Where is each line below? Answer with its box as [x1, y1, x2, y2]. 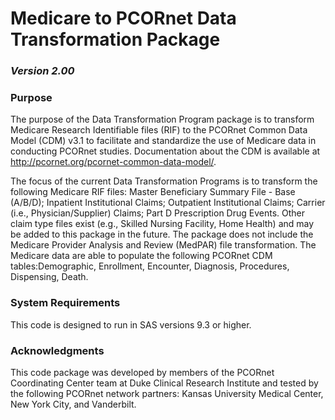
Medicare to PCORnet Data [10, 7, 237, 30]
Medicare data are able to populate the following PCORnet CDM [10, 250, 273, 262]
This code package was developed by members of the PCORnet [10, 367, 275, 378]
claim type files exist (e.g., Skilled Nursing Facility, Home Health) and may [10, 218, 315, 230]
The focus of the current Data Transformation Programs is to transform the [10, 175, 318, 187]
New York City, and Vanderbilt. [10, 398, 137, 410]
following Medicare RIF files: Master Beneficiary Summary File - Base [10, 186, 296, 198]
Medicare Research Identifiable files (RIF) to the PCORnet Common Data [10, 124, 308, 136]
